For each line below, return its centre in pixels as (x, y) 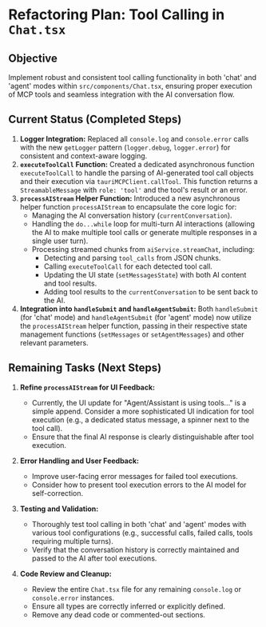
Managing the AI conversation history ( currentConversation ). (132, 215)
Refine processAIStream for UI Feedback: (87, 387)
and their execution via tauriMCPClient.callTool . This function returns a (139, 181)
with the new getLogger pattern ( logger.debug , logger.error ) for (125, 147)
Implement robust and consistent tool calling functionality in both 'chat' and (133, 77)
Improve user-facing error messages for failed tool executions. (135, 476)
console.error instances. (73, 597)
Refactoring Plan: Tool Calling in (117, 15)
